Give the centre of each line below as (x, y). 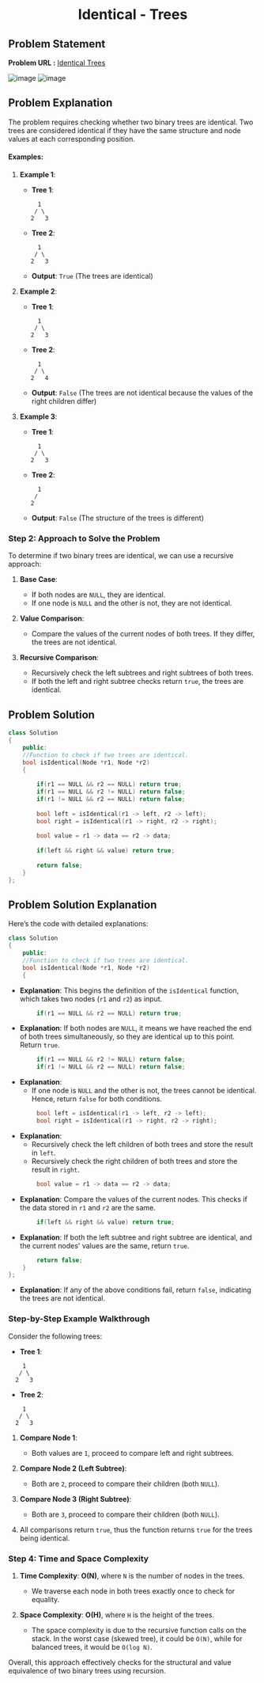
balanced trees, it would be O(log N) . (92, 1647)
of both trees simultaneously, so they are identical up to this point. (127, 1037)
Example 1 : (38, 175)
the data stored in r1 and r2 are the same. (88, 1207)
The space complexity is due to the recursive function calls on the (139, 1630)
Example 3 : (38, 416)
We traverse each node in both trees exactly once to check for (133, 1591)
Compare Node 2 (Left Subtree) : (73, 1468)
